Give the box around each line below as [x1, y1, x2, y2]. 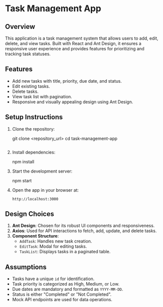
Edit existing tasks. [12, 83, 50, 89]
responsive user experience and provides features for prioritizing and [5, 46, 145, 51]
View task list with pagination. [12, 93, 72, 99]
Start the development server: [12, 168, 73, 174]
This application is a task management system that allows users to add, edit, [5, 35, 159, 41]
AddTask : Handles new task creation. [19, 238, 92, 244]
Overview [5, 22, 36, 31]
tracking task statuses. [5, 51, 51, 57]
